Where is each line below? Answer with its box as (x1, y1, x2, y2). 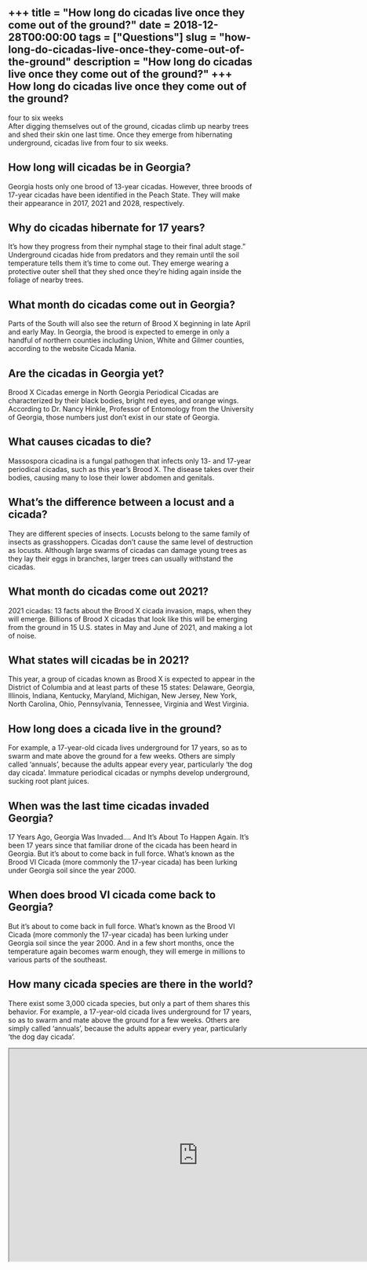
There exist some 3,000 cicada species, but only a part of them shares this (8, 998, 250, 1008)
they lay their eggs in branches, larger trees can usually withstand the (8, 554, 234, 563)
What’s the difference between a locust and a (8, 496, 235, 509)
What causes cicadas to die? (8, 435, 152, 448)
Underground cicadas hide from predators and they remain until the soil (8, 251, 239, 260)
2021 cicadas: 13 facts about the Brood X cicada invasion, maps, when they (8, 606, 253, 615)
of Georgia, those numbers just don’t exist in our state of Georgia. (8, 412, 220, 423)
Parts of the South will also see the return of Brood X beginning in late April (8, 319, 251, 328)
